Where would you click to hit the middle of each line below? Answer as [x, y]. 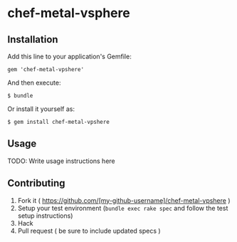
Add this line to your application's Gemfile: [69, 56]
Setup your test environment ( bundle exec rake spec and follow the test [123, 208]
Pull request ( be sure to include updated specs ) [89, 231]
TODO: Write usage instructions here [61, 161]
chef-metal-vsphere [69, 13]
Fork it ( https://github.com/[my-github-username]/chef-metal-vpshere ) [124, 200]
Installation [33, 40]
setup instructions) [45, 216]
